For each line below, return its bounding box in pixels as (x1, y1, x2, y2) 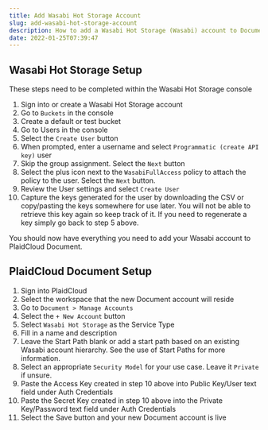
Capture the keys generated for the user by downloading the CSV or (20, 192, 245, 203)
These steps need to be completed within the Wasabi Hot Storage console (9, 84, 253, 94)
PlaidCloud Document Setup (9, 265, 152, 278)
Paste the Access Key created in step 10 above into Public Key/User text (20, 378, 257, 388)
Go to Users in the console (20, 125, 108, 135)
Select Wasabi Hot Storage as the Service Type (20, 320, 175, 329)
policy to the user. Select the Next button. (20, 176, 156, 185)
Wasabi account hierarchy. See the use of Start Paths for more (20, 345, 226, 354)
